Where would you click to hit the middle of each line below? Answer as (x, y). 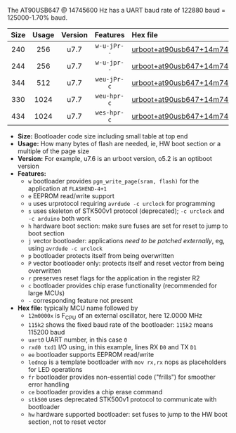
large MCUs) (46, 293)
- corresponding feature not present (80, 300)
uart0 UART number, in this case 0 (78, 340)
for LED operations (55, 369)
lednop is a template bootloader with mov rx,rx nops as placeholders (127, 362)
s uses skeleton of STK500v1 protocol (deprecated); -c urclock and (126, 211)
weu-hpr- (110, 96)
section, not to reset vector (67, 422)
